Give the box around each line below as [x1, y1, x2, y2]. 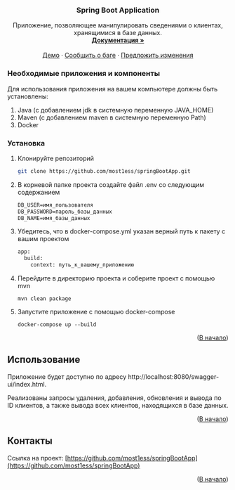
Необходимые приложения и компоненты [7, 69, 160, 79]
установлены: [7, 92, 49, 101]
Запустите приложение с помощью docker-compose [17, 308, 175, 316]
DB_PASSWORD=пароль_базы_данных [17, 208, 112, 215]
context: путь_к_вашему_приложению [30, 262, 135, 269]
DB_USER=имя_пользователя [17, 201, 93, 209]
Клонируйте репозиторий [17, 154, 95, 162]
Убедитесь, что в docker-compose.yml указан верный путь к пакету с [17, 227, 226, 236]
